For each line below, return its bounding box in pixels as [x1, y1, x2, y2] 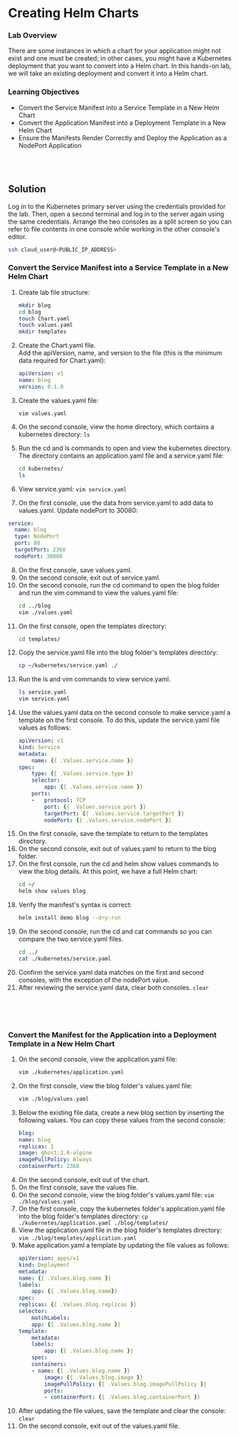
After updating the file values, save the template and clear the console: [18, 1406, 226, 1415]
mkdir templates [18, 328, 67, 335]
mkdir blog [18, 301, 51, 309]
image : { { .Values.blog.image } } [44, 1374, 144, 1381]
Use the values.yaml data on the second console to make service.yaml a [18, 709, 230, 717]
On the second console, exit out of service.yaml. [18, 573, 161, 582]
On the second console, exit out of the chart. [18, 1176, 150, 1184]
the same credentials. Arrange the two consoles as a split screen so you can [8, 217, 232, 226]
